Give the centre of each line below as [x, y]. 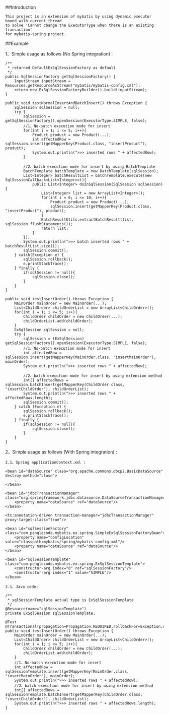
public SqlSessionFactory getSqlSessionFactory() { [60, 77]
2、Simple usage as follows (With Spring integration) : [61, 452]
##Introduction [21, 7]
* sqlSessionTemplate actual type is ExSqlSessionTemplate [71, 600]
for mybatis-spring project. [36, 34]
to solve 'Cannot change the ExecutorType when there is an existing [80, 25]
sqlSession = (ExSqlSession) [54, 339]
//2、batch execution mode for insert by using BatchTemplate [90, 167]
